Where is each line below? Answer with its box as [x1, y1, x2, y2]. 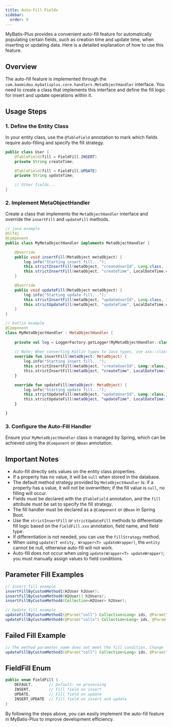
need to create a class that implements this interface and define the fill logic [5, 87, 165, 93]
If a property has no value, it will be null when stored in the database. [12, 474, 160, 480]
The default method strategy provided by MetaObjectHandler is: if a [12, 479, 154, 486]
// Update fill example [5, 608, 56, 613]
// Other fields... [14, 183, 56, 188]
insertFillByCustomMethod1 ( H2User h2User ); [5, 589, 100, 594]
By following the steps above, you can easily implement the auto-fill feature [5, 711, 165, 717]
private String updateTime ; [14, 173, 74, 178]
